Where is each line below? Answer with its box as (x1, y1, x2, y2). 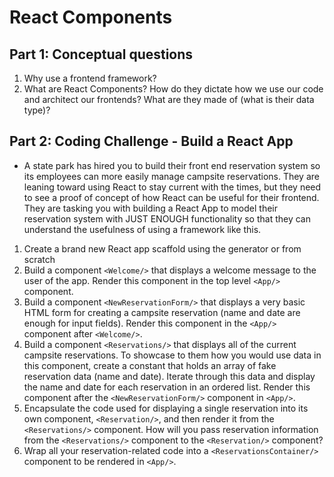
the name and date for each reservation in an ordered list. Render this (23, 381, 311, 393)
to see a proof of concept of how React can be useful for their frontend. (23, 191, 320, 203)
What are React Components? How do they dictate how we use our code (23, 83, 324, 95)
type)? (23, 104, 51, 116)
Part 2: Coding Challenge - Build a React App (9, 133, 294, 150)
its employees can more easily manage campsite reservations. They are (23, 170, 320, 182)
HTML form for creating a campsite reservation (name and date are (23, 306, 301, 318)
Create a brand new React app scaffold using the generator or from (23, 242, 302, 255)
